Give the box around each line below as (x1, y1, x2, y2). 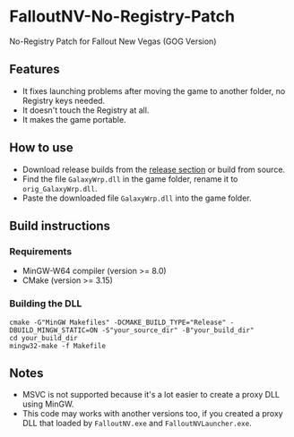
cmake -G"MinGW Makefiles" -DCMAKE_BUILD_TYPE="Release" (9, 318, 227, 327)
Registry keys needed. (22, 95, 106, 106)
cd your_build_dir (9, 333, 78, 342)
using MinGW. (22, 398, 74, 409)
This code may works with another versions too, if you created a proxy (22, 408, 284, 419)
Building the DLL (9, 297, 82, 310)
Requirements (9, 244, 73, 257)
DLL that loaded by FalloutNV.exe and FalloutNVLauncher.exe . (22, 418, 253, 429)
